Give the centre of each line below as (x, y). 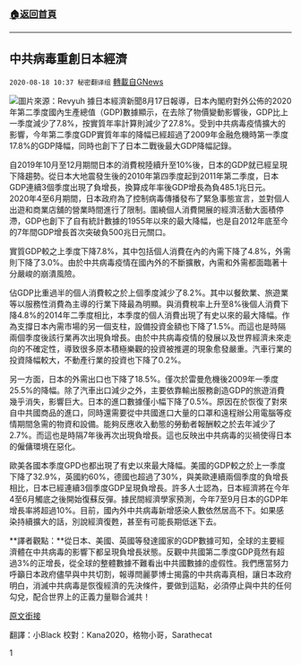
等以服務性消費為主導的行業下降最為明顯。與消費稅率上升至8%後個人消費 (145, 304)
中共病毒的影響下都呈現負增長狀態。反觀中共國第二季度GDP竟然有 (155, 552)
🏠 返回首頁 (33, 13)
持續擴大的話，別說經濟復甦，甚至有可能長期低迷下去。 (119, 521)
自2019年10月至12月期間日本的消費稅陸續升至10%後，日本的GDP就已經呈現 (149, 165)
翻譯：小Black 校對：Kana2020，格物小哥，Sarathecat (111, 635)
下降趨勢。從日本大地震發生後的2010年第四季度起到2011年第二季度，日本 (144, 176)
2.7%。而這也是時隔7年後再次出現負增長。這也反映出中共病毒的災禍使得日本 (150, 435)
